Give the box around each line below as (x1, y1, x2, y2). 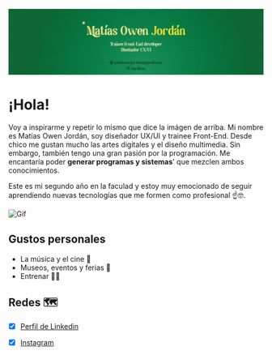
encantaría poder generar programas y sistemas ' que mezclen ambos (8, 156, 244, 166)
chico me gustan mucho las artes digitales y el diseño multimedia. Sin (8, 139, 241, 149)
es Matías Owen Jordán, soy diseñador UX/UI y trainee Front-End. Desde (8, 130, 253, 140)
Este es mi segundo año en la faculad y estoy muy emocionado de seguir (8, 181, 253, 190)
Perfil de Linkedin (19, 321, 79, 331)
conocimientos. (8, 165, 60, 175)
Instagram (19, 337, 54, 347)
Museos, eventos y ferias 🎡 (19, 263, 112, 272)
